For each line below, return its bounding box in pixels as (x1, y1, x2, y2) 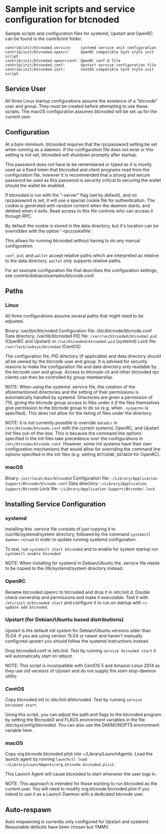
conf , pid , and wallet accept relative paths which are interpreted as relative (5, 252, 159, 258)
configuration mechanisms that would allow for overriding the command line (5, 446, 161, 452)
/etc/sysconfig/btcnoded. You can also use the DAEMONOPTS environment (5, 722, 160, 728)
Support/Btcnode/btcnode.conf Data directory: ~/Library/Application (5, 480, 147, 486)
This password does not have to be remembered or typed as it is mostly (5, 161, 152, 167)
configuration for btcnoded (5, 14, 119, 25)
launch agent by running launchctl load (5, 756, 88, 762)
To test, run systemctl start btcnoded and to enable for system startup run (5, 546, 159, 552)
